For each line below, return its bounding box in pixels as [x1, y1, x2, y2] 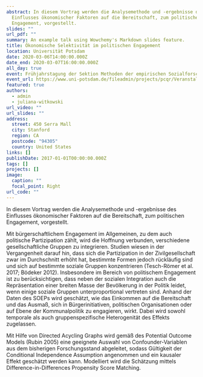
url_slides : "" [6, 110, 45, 116]
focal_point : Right [11, 183, 61, 189]
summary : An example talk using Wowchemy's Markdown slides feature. [6, 37, 185, 43]
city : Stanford [11, 127, 50, 133]
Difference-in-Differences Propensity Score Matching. [6, 364, 141, 371]
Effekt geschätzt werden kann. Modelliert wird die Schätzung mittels [6, 358, 176, 365]
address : [6, 116, 28, 122]
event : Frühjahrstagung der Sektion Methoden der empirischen [6, 71, 166, 77]
